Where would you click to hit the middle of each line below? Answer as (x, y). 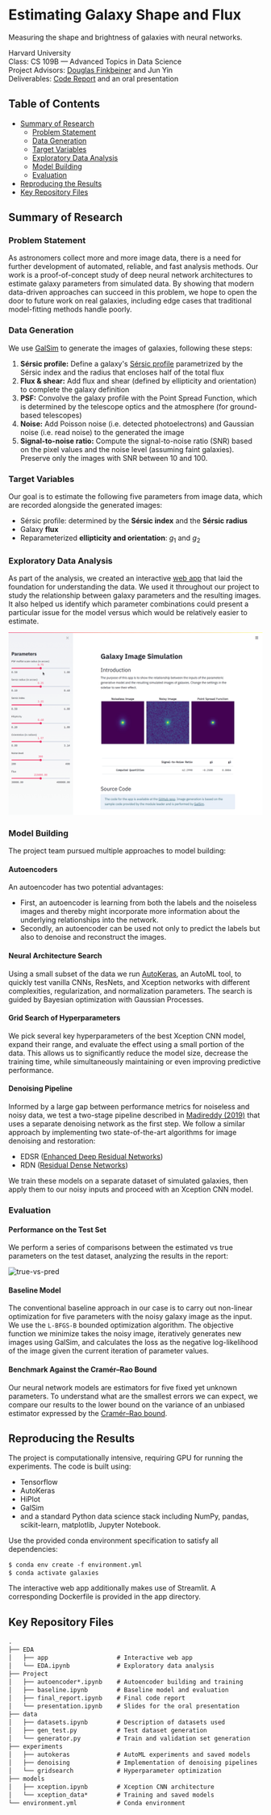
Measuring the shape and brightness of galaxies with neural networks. (125, 37)
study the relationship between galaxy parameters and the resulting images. (135, 596)
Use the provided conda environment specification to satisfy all (114, 1540)
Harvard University (40, 52)
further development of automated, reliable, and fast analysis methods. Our (133, 266)
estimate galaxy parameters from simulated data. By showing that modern (131, 283)
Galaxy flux (39, 530)
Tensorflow (39, 1482)
